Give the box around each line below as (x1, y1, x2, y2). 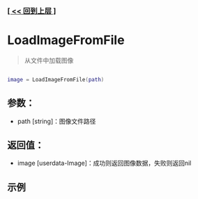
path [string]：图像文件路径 (17, 117, 96, 125)
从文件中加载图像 (24, 56, 74, 64)
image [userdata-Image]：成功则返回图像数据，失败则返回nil (17, 159, 192, 168)
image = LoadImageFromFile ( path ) (7, 76, 105, 83)
